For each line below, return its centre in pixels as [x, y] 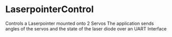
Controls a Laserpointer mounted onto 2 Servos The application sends [80, 23]
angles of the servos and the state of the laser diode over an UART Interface [86, 28]
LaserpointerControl [50, 9]
